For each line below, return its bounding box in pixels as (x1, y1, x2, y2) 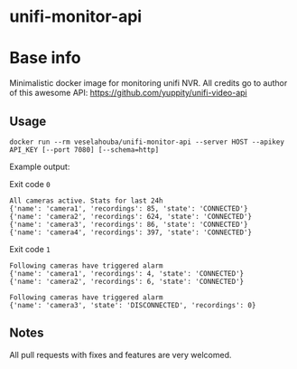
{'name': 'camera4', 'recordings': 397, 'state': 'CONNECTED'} (9, 228, 253, 237)
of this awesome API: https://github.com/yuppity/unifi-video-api (9, 88, 247, 99)
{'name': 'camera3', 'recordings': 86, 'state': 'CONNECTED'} (9, 220, 248, 229)
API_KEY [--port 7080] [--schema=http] (9, 145, 160, 155)
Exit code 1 (9, 243, 51, 254)
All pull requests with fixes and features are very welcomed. (9, 349, 232, 360)
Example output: (9, 161, 70, 172)
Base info (9, 48, 81, 69)
